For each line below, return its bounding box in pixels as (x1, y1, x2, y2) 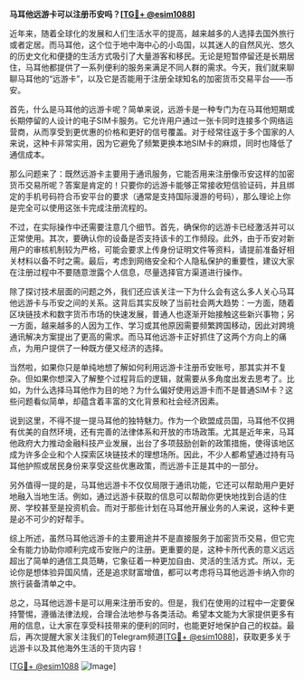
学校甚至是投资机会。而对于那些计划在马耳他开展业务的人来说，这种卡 (24, 503, 287, 512)
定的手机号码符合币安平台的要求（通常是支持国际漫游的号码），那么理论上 (9, 191, 283, 202)
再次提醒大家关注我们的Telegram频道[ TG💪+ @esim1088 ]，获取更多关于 (24, 631, 291, 642)
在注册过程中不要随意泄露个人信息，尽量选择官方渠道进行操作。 (9, 267, 247, 277)
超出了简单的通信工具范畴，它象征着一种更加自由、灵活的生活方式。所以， (9, 556, 287, 566)
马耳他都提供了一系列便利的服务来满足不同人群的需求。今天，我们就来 (24, 62, 287, 72)
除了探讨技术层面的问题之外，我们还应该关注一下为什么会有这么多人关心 (9, 286, 279, 297)
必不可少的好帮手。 (16, 513, 89, 524)
